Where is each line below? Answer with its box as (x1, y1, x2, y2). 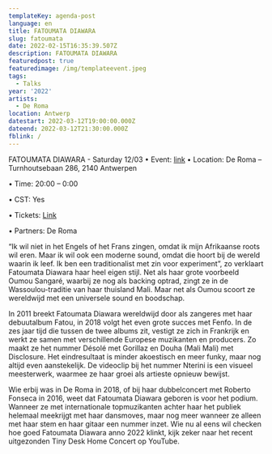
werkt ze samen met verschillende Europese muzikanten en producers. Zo (8, 334, 257, 344)
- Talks (15, 79, 42, 87)
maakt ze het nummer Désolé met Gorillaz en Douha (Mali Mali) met (8, 343, 234, 353)
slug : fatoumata (8, 34, 63, 43)
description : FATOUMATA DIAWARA (8, 49, 117, 57)
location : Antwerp (8, 110, 70, 118)
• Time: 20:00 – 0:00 (8, 179, 79, 189)
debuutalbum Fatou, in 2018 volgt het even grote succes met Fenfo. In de (8, 317, 253, 327)
